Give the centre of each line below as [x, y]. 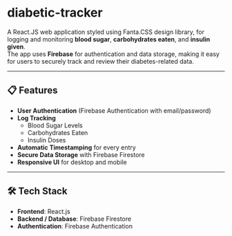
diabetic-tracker [55, 13]
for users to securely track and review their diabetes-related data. [101, 61]
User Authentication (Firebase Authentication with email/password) [114, 110]
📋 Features [32, 90]
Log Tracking [37, 118]
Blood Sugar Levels [55, 125]
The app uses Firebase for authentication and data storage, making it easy [113, 54]
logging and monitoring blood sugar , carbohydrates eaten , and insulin [109, 39]
